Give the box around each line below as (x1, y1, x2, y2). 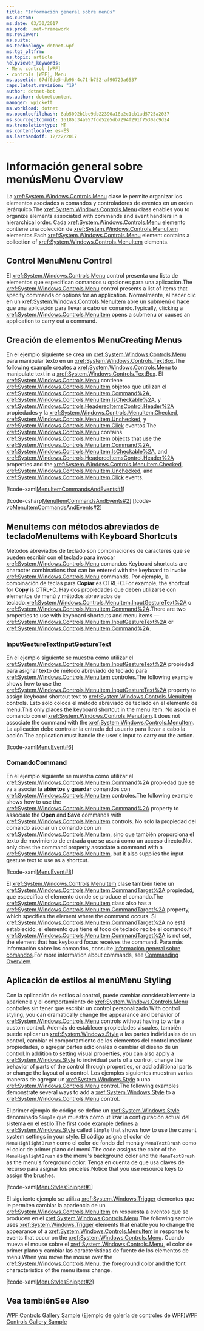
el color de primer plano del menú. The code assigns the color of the (6, 1145, 177, 1153)
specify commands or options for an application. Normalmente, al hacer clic (6, 291, 196, 298)
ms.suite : (6, 37, 32, 43)
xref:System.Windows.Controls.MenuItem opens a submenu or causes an (6, 311, 191, 318)
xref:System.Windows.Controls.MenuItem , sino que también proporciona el (6, 831, 194, 838)
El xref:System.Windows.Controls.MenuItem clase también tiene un (6, 880, 175, 887)
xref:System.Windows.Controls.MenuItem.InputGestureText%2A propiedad (6, 660, 194, 667)
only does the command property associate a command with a (6, 843, 163, 851)
